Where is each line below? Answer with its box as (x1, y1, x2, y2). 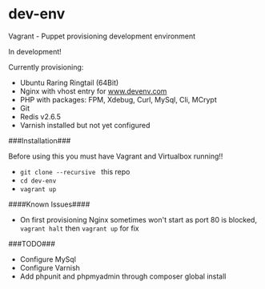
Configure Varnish (19, 263, 80, 272)
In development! (8, 46, 62, 56)
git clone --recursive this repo (19, 167, 130, 176)
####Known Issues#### (8, 199, 90, 209)
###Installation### (8, 135, 71, 145)
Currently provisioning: (8, 62, 84, 72)
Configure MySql (19, 254, 76, 264)
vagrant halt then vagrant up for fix (19, 223, 139, 233)
